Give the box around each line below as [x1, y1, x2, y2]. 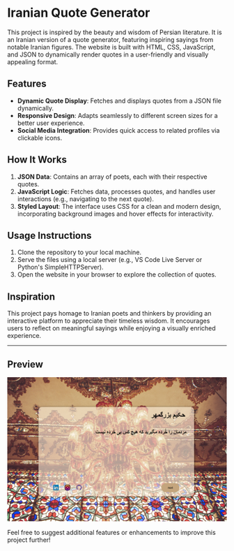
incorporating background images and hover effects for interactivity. [17, 210, 214, 218]
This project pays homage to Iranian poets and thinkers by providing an [7, 309, 212, 318]
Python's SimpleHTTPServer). [17, 263, 104, 272]
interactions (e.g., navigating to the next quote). [17, 194, 155, 203]
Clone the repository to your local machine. [17, 248, 141, 256]
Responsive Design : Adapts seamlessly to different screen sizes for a [17, 111, 218, 119]
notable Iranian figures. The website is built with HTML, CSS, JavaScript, [7, 43, 216, 51]
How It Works [7, 154, 68, 166]
